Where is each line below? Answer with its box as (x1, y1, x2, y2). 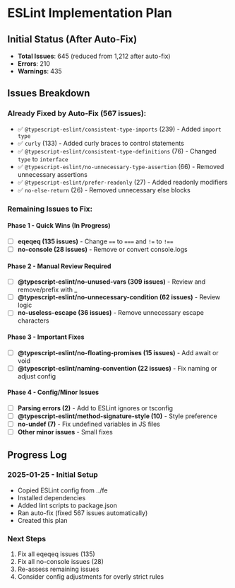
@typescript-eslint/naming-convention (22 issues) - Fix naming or (17, 364, 217, 372)
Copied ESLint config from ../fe (17, 486, 108, 495)
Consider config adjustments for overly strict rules (17, 572, 164, 581)
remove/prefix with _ (17, 285, 78, 294)
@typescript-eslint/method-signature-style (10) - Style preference (17, 412, 217, 420)
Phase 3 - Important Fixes (7, 333, 85, 341)
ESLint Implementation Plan (7, 5, 173, 21)
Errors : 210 (17, 59, 51, 68)
